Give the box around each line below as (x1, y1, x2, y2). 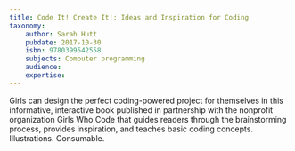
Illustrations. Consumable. (9, 132, 105, 143)
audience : (25, 63, 62, 72)
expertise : (25, 71, 66, 80)
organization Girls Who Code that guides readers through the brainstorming (9, 114, 287, 124)
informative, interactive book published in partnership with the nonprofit (9, 104, 274, 115)
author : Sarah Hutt (25, 29, 98, 38)
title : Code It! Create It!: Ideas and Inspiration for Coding (9, 12, 250, 22)
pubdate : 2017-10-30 (25, 37, 102, 47)
